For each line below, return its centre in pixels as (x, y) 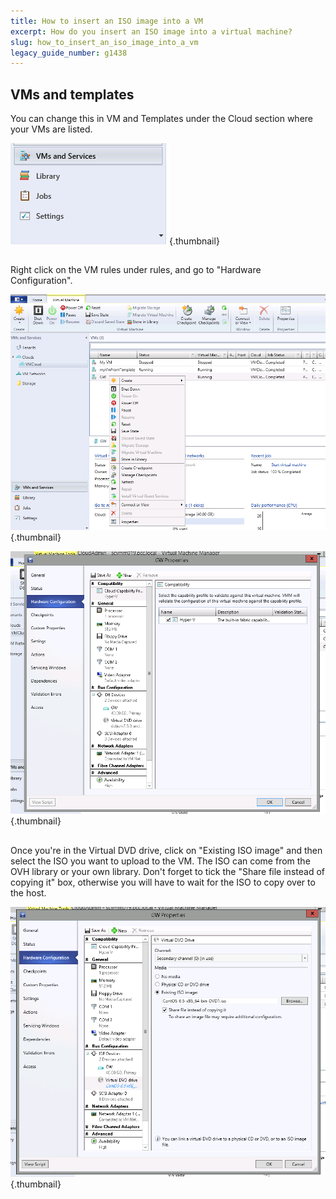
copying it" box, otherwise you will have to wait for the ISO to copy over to (163, 882)
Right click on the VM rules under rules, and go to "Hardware (136, 270)
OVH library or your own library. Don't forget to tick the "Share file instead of (167, 871)
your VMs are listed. (51, 129)
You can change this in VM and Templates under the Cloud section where (161, 119)
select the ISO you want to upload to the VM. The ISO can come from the (160, 861)
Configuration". (41, 281)
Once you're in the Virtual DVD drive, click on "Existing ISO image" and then (166, 850)
